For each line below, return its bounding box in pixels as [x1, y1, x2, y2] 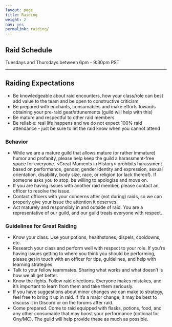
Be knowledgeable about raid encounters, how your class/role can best [12, 92, 164, 99]
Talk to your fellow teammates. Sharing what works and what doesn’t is [12, 267, 163, 273]
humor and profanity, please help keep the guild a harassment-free [12, 155, 155, 162]
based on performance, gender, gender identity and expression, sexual [12, 166, 163, 172]
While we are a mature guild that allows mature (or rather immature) [12, 150, 156, 156]
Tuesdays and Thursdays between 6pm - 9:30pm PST [5, 59, 120, 65]
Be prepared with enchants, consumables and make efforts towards [12, 103, 156, 109]
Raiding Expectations [5, 79, 75, 88]
